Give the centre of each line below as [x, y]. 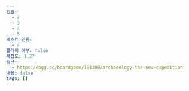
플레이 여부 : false [27, 51]
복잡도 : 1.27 [20, 56]
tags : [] [17, 78]
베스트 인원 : [19, 40]
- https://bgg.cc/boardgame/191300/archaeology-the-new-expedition [97, 67]
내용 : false [20, 73]
